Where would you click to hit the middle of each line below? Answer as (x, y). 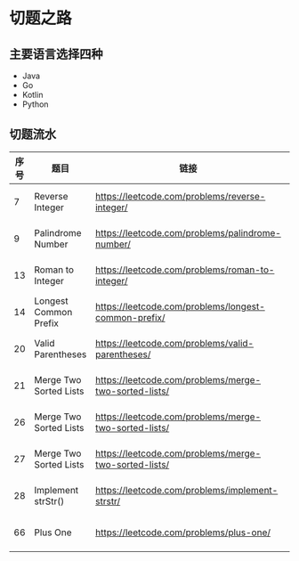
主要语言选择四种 (56, 54)
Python (35, 104)
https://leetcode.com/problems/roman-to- (185, 270)
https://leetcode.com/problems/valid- (174, 343)
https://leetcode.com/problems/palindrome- (188, 232)
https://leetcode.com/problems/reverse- (180, 196)
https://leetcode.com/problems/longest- (180, 306)
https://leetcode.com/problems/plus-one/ (183, 533)
